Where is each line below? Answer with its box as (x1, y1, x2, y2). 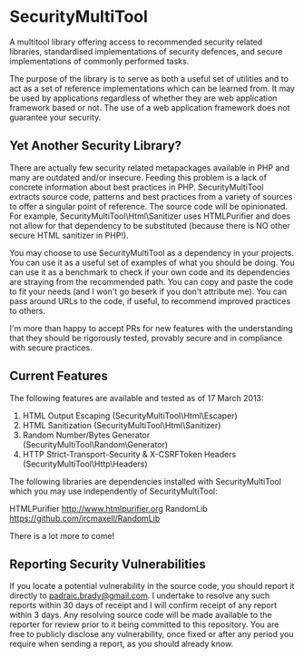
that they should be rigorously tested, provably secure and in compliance (9, 332, 283, 343)
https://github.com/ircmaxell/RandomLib (9, 513, 161, 524)
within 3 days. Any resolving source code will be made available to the (9, 610, 272, 621)
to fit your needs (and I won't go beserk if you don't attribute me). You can (9, 286, 288, 297)
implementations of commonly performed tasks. (9, 55, 190, 66)
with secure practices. (9, 342, 93, 353)
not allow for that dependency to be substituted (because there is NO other (9, 220, 290, 231)
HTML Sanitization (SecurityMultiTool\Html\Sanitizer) (22, 419, 221, 430)
